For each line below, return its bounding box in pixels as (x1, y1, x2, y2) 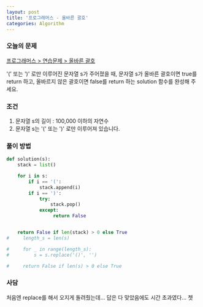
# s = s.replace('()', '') (6, 252, 98, 258)
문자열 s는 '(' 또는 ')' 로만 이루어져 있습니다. (15, 125, 120, 132)
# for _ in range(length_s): (6, 246, 92, 252)
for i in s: (17, 173, 48, 179)
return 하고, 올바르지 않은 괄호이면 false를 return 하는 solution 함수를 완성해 (6, 77, 190, 85)
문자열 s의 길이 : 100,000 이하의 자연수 (15, 117, 109, 125)
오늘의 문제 (6, 42, 37, 50)
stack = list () (17, 162, 56, 168)
